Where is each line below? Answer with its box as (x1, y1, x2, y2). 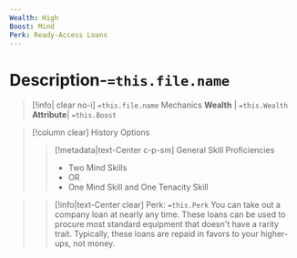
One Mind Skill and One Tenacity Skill (67, 181, 209, 192)
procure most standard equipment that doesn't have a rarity (54, 219, 280, 230)
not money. (72, 238, 116, 249)
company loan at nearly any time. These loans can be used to (54, 209, 286, 220)
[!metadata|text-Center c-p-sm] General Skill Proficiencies (54, 145, 275, 156)
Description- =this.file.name (9, 69, 230, 90)
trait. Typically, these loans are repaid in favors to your (54, 229, 259, 240)
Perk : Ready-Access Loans (9, 30, 108, 39)
